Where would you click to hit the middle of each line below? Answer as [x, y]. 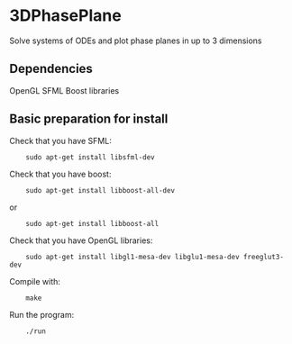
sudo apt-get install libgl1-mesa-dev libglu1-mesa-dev [133, 257]
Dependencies [51, 69]
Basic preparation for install [89, 119]
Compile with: [35, 281]
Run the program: [42, 314]
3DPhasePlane [65, 16]
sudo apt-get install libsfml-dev [90, 157]
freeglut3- [263, 257]
